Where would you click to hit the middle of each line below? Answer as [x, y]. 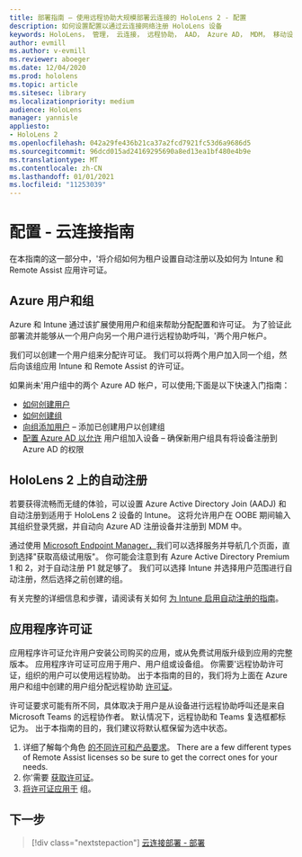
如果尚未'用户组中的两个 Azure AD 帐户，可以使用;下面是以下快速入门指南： [150, 385]
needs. [35, 766]
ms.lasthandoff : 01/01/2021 [62, 176]
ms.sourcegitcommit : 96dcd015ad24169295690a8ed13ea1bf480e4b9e [130, 151]
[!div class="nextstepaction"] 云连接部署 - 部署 [118, 843]
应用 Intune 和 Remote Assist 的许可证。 [115, 366]
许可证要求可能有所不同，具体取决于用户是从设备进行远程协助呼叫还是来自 [147, 705]
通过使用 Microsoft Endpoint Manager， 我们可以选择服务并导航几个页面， [146, 545]
